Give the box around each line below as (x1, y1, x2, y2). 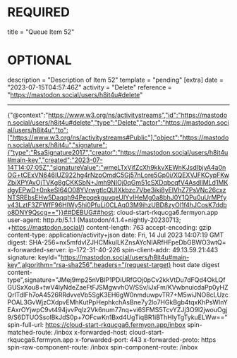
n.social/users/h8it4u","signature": (7, 140, 108, 149)
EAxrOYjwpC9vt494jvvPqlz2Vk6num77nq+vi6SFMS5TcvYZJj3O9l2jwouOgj (7, 305, 228, 314)
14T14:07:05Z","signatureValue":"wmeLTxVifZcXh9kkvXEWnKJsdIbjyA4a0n (7, 163, 226, 171)
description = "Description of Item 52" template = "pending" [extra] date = (7, 75, 224, 84)
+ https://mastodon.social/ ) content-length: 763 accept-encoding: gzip (7, 223, 212, 231)
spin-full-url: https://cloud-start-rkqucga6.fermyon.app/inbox (7, 320, 186, 328)
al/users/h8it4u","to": (7, 125, 68, 134)
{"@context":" (7, 111, 49, 119)
